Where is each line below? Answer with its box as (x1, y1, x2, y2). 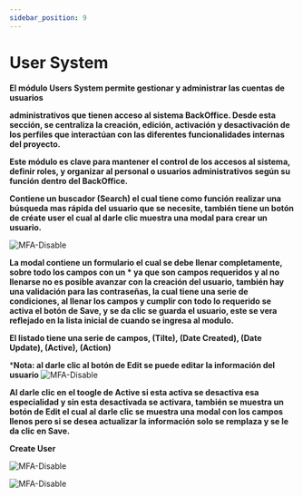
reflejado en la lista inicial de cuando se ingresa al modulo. (9, 315, 234, 326)
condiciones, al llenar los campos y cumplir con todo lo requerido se (9, 296, 272, 307)
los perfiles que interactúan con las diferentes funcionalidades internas (9, 129, 286, 140)
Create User (9, 443, 56, 453)
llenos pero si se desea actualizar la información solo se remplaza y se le (9, 415, 288, 426)
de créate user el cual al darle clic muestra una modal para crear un (9, 212, 268, 223)
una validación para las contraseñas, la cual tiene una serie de (9, 286, 249, 297)
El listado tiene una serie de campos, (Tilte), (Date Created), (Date (9, 332, 262, 343)
